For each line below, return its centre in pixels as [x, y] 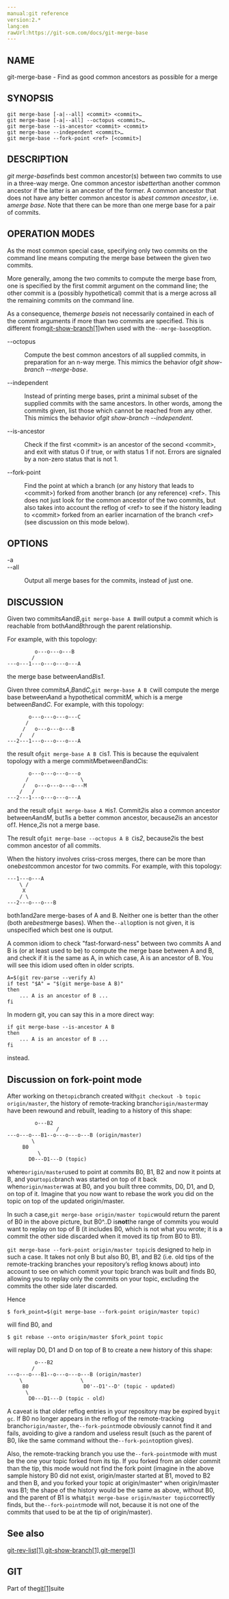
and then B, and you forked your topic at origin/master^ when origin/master [113, 1482]
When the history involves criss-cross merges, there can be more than [107, 859]
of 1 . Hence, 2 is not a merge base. [54, 825]
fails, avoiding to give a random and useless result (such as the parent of [109, 1433]
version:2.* [24, 20]
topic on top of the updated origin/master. [66, 1201]
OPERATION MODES [51, 234]
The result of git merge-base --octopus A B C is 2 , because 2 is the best [105, 839]
